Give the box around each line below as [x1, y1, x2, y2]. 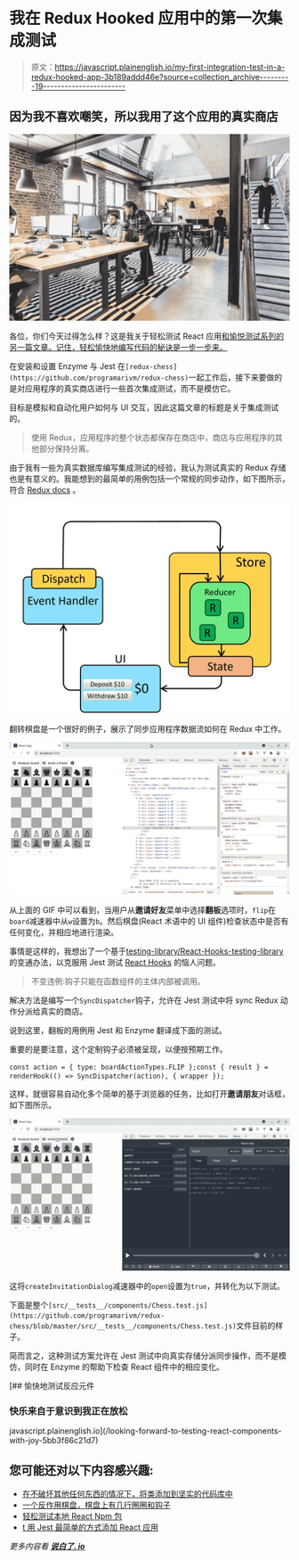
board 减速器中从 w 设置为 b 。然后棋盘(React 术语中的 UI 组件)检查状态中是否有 [9, 915, 289, 927]
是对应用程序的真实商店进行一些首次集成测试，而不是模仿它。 [9, 383, 236, 394]
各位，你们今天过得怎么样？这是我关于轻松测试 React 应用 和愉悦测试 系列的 [9, 331, 285, 341]
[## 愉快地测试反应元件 [9, 1380, 95, 1391]
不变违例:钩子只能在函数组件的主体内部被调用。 [30, 976, 206, 987]
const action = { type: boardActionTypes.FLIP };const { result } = [9, 1063, 269, 1072]
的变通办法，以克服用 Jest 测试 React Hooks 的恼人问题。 [9, 957, 221, 968]
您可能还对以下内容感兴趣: [9, 1463, 154, 1478]
